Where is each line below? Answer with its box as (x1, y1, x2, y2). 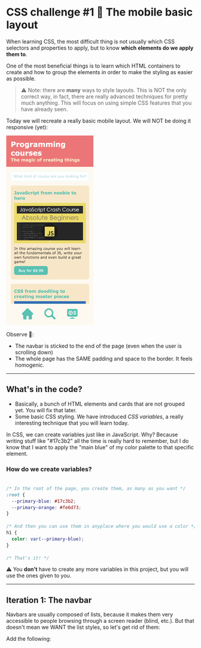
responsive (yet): (6, 123, 48, 130)
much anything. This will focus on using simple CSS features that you (20, 99, 192, 107)
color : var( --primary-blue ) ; (11, 536, 84, 542)
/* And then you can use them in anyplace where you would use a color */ (6, 524, 197, 530)
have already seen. (20, 105, 68, 112)
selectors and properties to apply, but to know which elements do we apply (6, 44, 194, 51)
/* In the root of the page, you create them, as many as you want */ (6, 485, 186, 491)
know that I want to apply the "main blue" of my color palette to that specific (6, 443, 194, 451)
